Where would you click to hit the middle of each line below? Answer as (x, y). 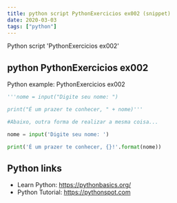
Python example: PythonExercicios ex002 (66, 84)
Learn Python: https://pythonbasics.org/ (74, 185)
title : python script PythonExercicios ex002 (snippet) (89, 13)
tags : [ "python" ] (32, 26)
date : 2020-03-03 (32, 20)
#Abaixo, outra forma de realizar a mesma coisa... (83, 122)
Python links (34, 168)
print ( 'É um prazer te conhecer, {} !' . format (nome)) (84, 147)
